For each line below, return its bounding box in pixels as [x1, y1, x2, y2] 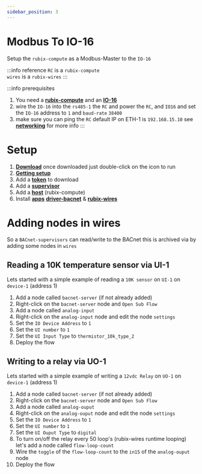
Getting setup [15, 169, 51, 177]
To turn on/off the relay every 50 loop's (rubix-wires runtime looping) [15, 435, 187, 443]
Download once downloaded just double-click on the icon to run [15, 163, 176, 170]
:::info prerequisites [7, 84, 55, 92]
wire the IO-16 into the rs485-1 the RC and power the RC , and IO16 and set [15, 103, 196, 110]
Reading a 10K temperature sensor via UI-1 [7, 260, 170, 270]
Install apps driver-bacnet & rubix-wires [15, 195, 118, 202]
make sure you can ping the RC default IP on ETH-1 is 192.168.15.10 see [15, 115, 194, 122]
